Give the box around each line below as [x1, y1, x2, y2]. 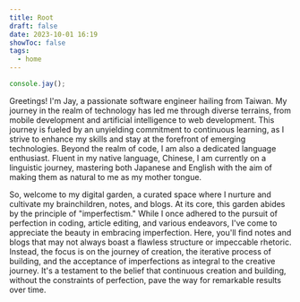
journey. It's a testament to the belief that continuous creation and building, [9, 265, 287, 276]
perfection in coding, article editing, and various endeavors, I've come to [9, 217, 278, 229]
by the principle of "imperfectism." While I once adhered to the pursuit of [9, 208, 278, 219]
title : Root [9, 13, 54, 22]
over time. [9, 284, 47, 295]
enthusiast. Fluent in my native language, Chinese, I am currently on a [9, 152, 267, 163]
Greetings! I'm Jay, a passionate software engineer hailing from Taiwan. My [9, 95, 287, 106]
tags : [9, 47, 30, 56]
